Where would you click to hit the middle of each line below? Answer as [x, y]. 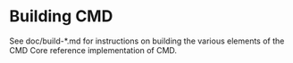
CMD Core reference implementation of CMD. [93, 50]
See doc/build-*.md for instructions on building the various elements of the [147, 41]
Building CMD [61, 16]
